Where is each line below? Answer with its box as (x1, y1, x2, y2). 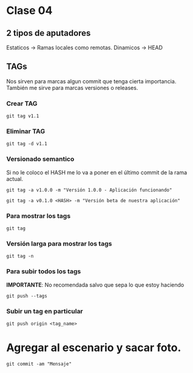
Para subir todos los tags (6, 267, 81, 276)
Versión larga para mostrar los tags (6, 239, 112, 248)
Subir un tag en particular (6, 307, 83, 315)
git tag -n (6, 253, 34, 259)
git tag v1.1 (6, 113, 39, 119)
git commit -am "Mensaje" (6, 361, 72, 367)
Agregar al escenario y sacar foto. (6, 341, 181, 355)
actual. (6, 175, 24, 182)
